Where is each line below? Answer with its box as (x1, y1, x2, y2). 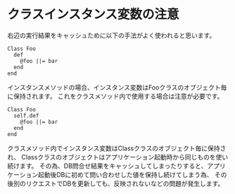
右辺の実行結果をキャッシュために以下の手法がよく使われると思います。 (7, 31, 216, 40)
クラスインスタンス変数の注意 (7, 6, 179, 23)
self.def (13, 112, 39, 119)
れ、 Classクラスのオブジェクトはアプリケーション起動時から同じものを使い (7, 152, 229, 161)
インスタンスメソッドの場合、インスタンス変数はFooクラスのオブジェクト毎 (7, 83, 227, 92)
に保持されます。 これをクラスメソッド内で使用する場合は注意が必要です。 (7, 92, 224, 100)
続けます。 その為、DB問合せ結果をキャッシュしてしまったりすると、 (7, 162, 208, 170)
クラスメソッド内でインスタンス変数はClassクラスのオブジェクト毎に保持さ (7, 144, 227, 152)
